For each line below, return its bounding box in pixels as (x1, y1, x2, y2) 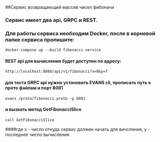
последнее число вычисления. (5, 132, 71, 138)
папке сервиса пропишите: (5, 36, 75, 43)
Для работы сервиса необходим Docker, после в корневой (5, 30, 156, 37)
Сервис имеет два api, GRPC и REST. (5, 16, 98, 23)
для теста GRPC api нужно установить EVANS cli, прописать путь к (5, 80, 151, 86)
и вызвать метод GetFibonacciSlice (5, 107, 82, 113)
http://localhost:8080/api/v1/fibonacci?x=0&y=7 (5, 69, 108, 74)
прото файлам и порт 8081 (5, 85, 64, 91)
